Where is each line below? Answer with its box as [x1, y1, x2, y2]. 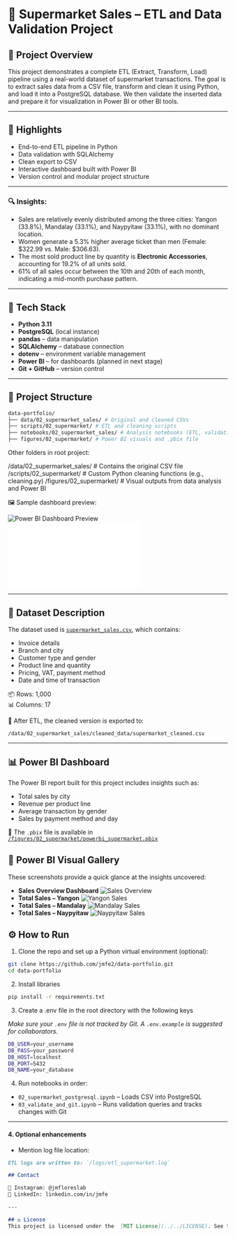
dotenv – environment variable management [17, 349, 146, 358]
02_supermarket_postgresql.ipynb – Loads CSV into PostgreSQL [17, 1093, 202, 1101]
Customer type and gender [17, 653, 96, 662]
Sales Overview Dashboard [17, 886, 99, 895]
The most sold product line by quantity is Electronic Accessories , [17, 252, 208, 261]
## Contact [8, 1172, 40, 1179]
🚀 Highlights [8, 124, 62, 136]
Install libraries [17, 980, 61, 988]
